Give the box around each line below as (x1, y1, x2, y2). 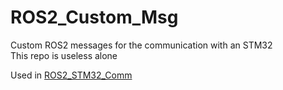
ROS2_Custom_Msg (10, 6, 179, 29)
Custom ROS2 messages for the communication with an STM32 (10, 39, 273, 51)
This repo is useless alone (10, 49, 118, 61)
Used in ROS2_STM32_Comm (10, 69, 133, 81)
